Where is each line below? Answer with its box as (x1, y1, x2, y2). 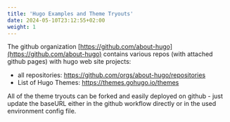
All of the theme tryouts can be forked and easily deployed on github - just (7, 92, 224, 100)
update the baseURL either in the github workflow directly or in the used (7, 100, 217, 108)
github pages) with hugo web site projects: (7, 57, 132, 66)
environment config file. (7, 107, 77, 116)
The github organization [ (7, 43, 81, 51)
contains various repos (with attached (103, 50, 213, 58)
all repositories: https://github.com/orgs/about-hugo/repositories (17, 71, 206, 79)
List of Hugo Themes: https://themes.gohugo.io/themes (17, 79, 179, 87)
